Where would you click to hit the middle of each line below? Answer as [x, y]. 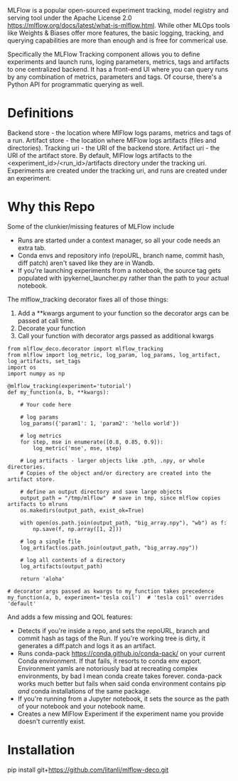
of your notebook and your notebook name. [81, 706]
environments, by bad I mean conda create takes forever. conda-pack [120, 676]
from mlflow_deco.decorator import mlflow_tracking [85, 349]
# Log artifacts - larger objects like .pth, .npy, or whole [112, 460]
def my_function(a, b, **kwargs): [59, 392]
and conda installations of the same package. [84, 691]
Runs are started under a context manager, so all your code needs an [119, 240]
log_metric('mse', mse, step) [77, 448]
